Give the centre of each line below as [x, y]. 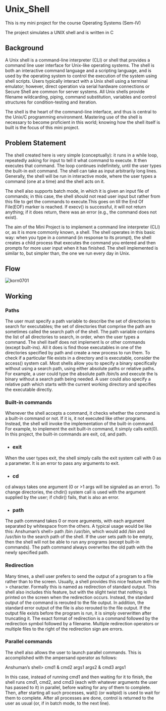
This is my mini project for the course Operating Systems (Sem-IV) [73, 23]
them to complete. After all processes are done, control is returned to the [80, 698]
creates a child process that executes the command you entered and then [81, 243]
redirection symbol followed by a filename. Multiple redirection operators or [82, 623]
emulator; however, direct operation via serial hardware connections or [77, 86]
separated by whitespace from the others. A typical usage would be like [79, 526]
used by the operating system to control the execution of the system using [81, 76]
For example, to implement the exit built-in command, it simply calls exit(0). [82, 429]
